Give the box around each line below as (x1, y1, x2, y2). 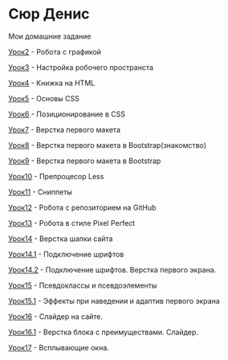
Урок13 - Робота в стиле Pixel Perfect (8, 218, 135, 227)
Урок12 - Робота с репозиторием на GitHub (8, 202, 157, 212)
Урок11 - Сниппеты (8, 186, 72, 197)
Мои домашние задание (8, 31, 92, 41)
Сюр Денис (8, 5, 90, 23)
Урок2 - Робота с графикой (8, 47, 102, 56)
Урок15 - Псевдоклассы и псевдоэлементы (8, 280, 157, 290)
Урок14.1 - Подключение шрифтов (8, 249, 124, 259)
